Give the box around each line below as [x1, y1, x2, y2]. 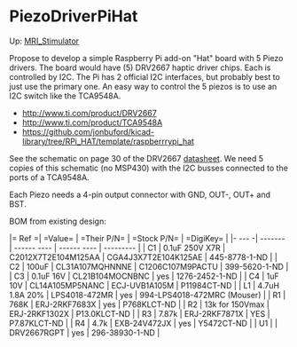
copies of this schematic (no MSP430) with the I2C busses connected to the [9, 162, 288, 173]
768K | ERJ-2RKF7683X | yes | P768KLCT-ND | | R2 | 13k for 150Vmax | [9, 299, 270, 310]
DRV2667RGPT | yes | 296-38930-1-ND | [9, 327, 160, 338]
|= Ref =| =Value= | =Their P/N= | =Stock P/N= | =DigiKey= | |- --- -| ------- [9, 233, 285, 243]
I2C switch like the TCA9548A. [9, 91, 121, 101]
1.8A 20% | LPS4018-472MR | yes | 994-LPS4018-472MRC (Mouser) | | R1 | [9, 289, 286, 300]
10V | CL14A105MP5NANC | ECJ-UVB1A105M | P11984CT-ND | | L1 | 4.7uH [9, 280, 280, 290]
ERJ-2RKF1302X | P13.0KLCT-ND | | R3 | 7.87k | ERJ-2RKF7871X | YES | [9, 308, 270, 319]
